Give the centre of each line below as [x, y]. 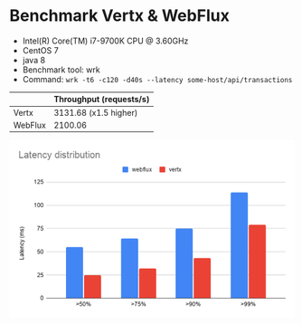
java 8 [34, 60]
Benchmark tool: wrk [61, 70]
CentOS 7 [40, 50]
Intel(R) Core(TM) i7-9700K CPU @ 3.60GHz [105, 41]
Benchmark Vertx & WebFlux [120, 16]
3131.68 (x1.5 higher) [96, 112]
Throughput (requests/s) [102, 100]
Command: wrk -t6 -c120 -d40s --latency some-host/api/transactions [157, 79]
